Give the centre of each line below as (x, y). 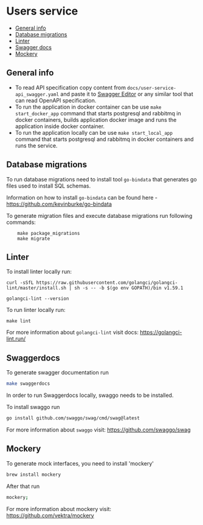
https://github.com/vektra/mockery (50, 515)
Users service (42, 11)
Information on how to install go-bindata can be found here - (82, 197)
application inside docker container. (60, 126)
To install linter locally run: (39, 272)
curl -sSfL (20, 283)
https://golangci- (161, 333)
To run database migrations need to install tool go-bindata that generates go (102, 179)
